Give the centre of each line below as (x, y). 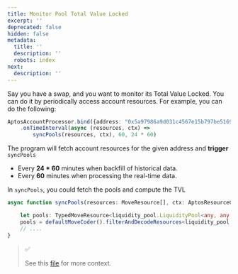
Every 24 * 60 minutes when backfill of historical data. (98, 168)
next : (15, 67)
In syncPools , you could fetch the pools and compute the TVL (97, 190)
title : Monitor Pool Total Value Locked (68, 14)
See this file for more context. (68, 263)
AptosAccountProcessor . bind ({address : (64, 121)
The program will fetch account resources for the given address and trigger (118, 148)
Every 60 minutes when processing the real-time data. (97, 176)
